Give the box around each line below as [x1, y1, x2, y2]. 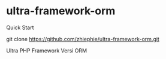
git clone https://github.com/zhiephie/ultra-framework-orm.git [6, 35, 160, 42]
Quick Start [6, 24, 34, 31]
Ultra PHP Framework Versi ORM [6, 46, 87, 54]
